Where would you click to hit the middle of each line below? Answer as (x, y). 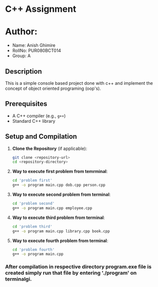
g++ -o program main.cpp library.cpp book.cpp (61, 231)
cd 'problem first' (32, 180)
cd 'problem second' (33, 204)
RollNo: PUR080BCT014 (37, 51)
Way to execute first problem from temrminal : (60, 172)
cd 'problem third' (32, 226)
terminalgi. (19, 279)
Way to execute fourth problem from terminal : (60, 241)
